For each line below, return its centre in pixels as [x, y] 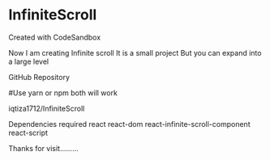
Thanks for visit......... [43, 148]
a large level [29, 61]
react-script [28, 133]
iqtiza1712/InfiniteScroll [47, 108]
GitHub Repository [39, 77]
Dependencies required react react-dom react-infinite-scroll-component [129, 124]
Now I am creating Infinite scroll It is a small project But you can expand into [135, 53]
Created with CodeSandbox [55, 37]
